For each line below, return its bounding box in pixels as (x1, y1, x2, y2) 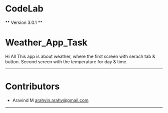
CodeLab (5, 3, 43, 14)
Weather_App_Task (5, 37, 87, 48)
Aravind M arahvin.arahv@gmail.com (12, 97, 89, 103)
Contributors (5, 81, 60, 92)
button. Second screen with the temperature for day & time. (5, 58, 127, 65)
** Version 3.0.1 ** (5, 19, 42, 25)
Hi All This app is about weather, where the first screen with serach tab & (5, 53, 155, 59)
